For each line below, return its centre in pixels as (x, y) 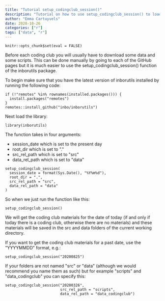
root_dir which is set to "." (38, 149)
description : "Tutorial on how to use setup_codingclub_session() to (78, 14)
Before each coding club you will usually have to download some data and (80, 55)
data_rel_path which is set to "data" (48, 160)
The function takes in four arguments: (43, 135)
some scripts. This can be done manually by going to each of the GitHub (78, 60)
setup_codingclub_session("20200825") (45, 257)
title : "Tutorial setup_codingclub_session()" (54, 10)
